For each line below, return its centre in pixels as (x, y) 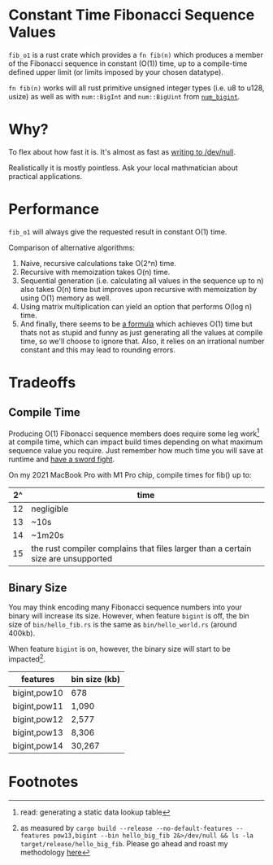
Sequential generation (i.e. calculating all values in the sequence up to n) (142, 280)
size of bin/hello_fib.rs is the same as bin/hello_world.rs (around (123, 625)
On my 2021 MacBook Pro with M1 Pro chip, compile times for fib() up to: (130, 475)
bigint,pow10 (38, 692)
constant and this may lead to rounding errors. (98, 349)
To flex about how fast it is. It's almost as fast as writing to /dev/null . (122, 151)
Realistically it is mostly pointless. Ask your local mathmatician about (123, 168)
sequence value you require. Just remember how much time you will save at (136, 451)
